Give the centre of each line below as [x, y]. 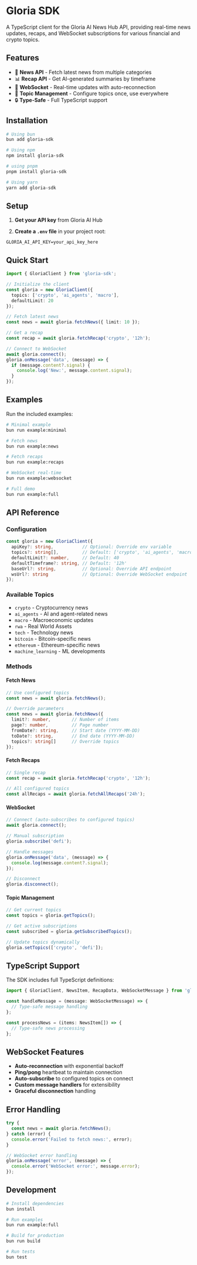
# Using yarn [22, 182]
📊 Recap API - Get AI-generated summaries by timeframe [85, 79]
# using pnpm [22, 166]
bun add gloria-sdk [30, 140]
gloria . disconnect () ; [33, 884]
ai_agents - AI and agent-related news [61, 614]
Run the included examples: [40, 414]
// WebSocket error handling [42, 1155]
